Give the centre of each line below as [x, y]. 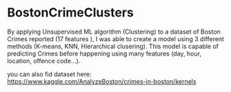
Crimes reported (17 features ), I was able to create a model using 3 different [115, 38]
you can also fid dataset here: [49, 74]
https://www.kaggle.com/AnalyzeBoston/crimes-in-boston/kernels [102, 81]
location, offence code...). [44, 60]
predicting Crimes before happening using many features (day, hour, [104, 54]
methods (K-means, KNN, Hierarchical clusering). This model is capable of [113, 46]
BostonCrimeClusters [71, 13]
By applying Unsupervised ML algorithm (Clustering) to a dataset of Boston [114, 32]
